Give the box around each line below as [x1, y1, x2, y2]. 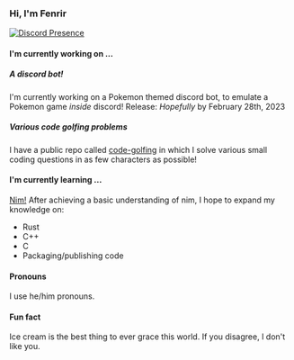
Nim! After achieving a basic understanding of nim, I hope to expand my [9, 194, 276, 205]
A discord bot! [9, 68, 64, 79]
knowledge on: [9, 204, 65, 215]
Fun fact [9, 311, 41, 322]
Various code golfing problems [9, 121, 128, 132]
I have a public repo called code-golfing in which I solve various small [9, 144, 268, 155]
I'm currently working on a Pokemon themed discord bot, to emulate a [9, 91, 269, 102]
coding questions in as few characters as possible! [9, 154, 198, 165]
